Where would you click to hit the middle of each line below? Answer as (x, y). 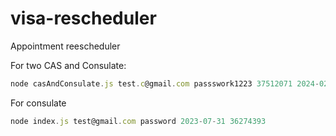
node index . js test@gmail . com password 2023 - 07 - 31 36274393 (138, 121)
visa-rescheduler (83, 18)
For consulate (38, 103)
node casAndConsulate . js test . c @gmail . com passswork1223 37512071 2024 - (165, 83)
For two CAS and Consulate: (68, 65)
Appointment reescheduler (65, 46)
